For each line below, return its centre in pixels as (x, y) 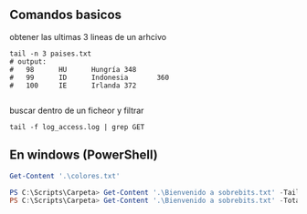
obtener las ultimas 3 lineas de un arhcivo (88, 36)
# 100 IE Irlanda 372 (73, 86)
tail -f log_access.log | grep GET (77, 127)
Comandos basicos (65, 15)
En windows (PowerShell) (84, 155)
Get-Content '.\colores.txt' (65, 176)
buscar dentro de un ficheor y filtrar (77, 110)
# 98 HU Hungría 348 (73, 69)
